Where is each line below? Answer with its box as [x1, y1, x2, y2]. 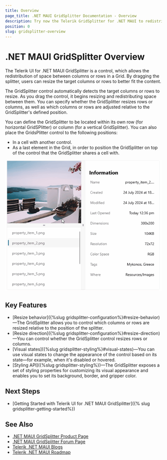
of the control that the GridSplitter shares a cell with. [12, 150, 120, 156]
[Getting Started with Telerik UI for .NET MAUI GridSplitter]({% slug [12, 400, 150, 407]
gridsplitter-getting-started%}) [12, 406, 76, 412]
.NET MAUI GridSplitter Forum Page [12, 439, 85, 445]
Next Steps [5, 387, 40, 396]
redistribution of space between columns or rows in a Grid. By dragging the [5, 73, 160, 79]
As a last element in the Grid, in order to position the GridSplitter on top [12, 145, 158, 151]
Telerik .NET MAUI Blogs [12, 444, 63, 450]
